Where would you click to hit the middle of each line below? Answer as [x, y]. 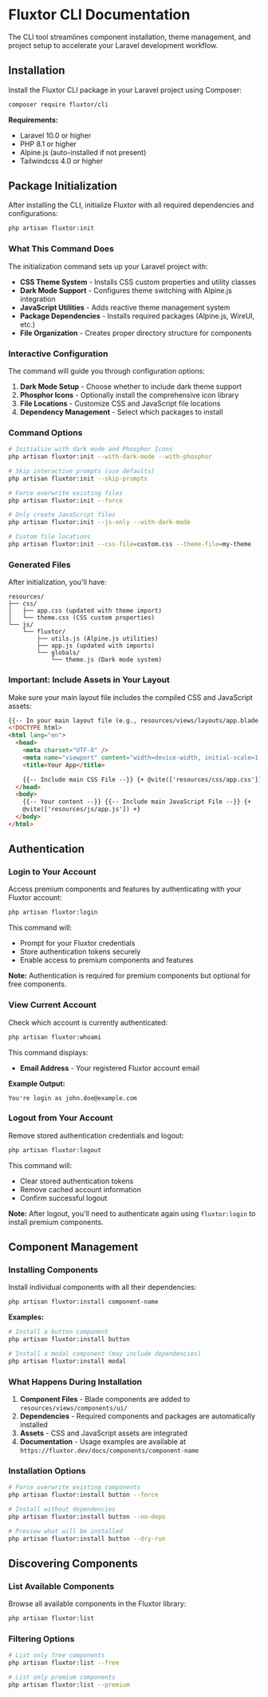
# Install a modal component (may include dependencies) [105, 1354]
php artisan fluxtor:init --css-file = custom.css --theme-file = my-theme [130, 544]
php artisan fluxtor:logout [55, 1150]
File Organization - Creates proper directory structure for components [136, 333]
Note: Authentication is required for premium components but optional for [130, 976]
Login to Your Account [53, 872]
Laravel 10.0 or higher [55, 135]
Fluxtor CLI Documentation [99, 15]
